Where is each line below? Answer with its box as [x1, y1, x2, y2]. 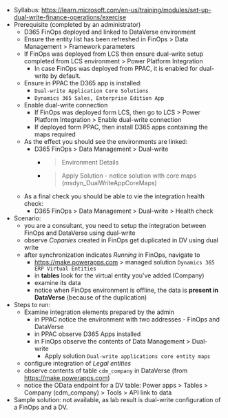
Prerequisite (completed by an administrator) [13, 21, 141, 28]
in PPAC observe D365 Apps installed [34, 330, 141, 338]
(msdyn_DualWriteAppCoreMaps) [61, 179, 157, 187]
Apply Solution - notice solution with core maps [61, 171, 197, 180]
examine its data [34, 279, 81, 286]
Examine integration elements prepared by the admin [23, 308, 174, 316]
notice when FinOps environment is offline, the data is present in [34, 286, 219, 294]
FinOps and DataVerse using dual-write [23, 229, 136, 237]
